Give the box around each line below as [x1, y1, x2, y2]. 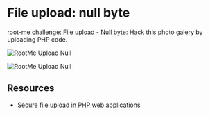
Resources [7, 82, 55, 94]
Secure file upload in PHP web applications [17, 101, 141, 109]
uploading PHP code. [7, 35, 68, 43]
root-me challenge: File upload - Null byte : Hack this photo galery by [7, 28, 203, 36]
